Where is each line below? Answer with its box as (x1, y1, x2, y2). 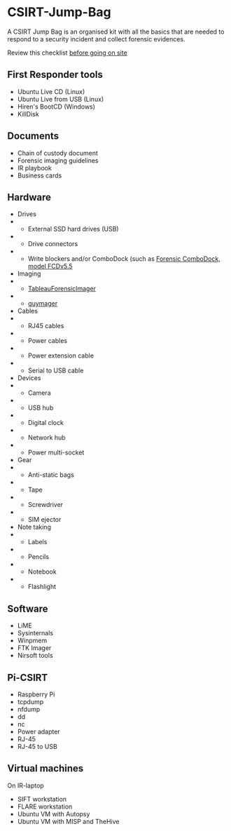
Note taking (17, 523, 51, 532)
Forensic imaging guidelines (17, 156, 99, 165)
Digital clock (27, 419, 64, 427)
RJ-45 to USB (17, 743, 57, 750)
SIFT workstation (17, 795, 67, 803)
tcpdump (17, 698, 44, 705)
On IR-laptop (7, 781, 44, 790)
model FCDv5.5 (27, 262, 73, 271)
